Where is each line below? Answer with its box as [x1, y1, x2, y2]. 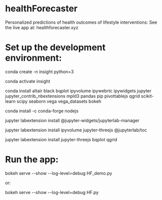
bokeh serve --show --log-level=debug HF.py [5, 189, 99, 195]
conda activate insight [5, 78, 51, 84]
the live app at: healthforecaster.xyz [5, 24, 78, 30]
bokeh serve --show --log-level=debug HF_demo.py [5, 170, 112, 176]
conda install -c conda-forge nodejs [5, 108, 79, 114]
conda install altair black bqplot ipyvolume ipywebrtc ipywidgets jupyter [5, 87, 152, 94]
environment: [5, 52, 62, 64]
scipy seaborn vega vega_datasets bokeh [16, 98, 102, 104]
